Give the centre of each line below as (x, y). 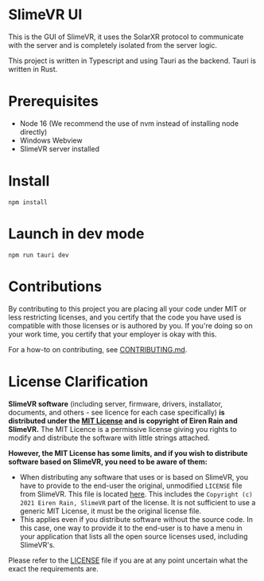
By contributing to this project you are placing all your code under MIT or (127, 308)
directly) (33, 132)
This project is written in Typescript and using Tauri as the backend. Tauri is (132, 61)
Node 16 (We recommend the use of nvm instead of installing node (129, 123)
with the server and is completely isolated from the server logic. (113, 45)
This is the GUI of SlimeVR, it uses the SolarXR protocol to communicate (126, 37)
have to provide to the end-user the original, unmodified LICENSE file (131, 485)
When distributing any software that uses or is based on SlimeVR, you (134, 477)
